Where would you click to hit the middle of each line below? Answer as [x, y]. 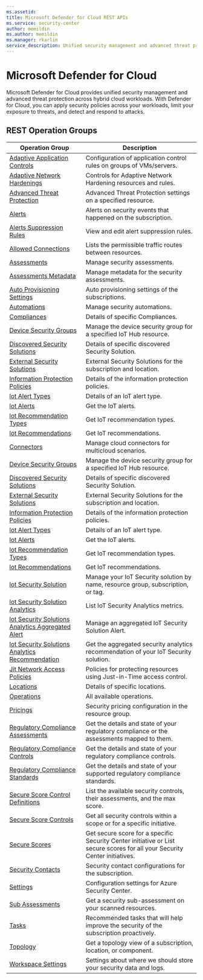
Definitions [25, 802]
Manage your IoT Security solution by [139, 577]
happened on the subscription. [129, 217]
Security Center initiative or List [130, 840]
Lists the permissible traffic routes [134, 244]
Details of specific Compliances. [131, 316]
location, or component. [119, 950]
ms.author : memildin [32, 34]
